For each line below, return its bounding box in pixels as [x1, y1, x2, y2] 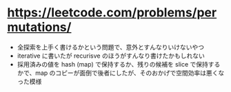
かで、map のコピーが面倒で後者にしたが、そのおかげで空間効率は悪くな [17, 69, 225, 77]
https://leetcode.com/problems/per [7, 5, 217, 21]
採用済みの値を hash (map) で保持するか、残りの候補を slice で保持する [17, 60, 221, 68]
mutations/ [7, 19, 72, 35]
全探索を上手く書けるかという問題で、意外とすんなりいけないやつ [17, 43, 205, 51]
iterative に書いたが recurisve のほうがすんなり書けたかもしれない [17, 51, 205, 60]
